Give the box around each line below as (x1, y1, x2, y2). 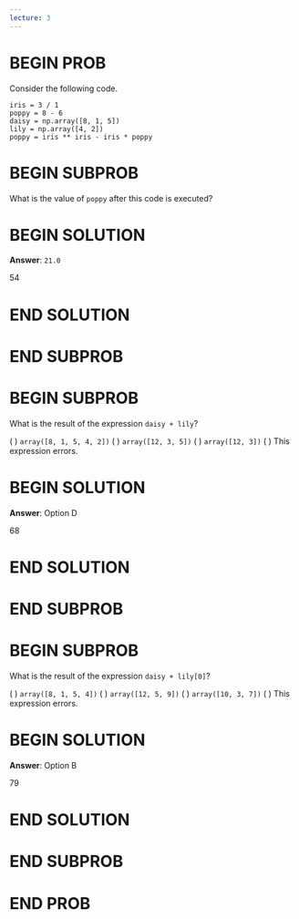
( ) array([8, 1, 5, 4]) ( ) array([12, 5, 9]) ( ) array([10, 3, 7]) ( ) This (9, 688, 290, 698)
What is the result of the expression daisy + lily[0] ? (9, 671, 211, 681)
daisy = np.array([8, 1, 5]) (9, 116, 120, 126)
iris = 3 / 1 (9, 100, 59, 109)
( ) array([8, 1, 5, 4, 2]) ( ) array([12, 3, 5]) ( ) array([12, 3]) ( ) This (9, 435, 290, 447)
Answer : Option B (9, 759, 77, 770)
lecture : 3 (9, 13, 51, 23)
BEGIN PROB (9, 52, 107, 73)
